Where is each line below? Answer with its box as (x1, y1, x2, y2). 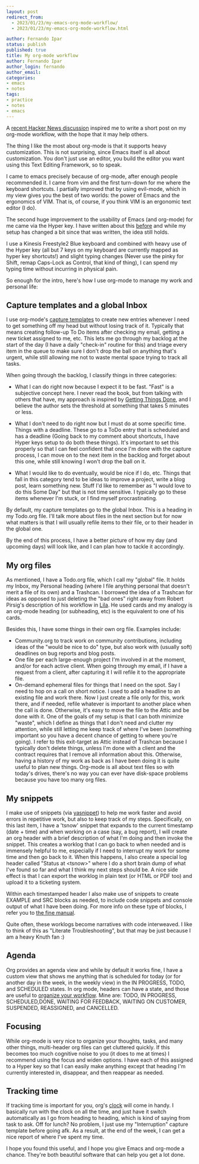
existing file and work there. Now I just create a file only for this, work (14, 694, 185, 701)
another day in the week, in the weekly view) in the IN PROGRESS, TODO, (6, 979, 186, 986)
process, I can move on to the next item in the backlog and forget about (14, 451, 190, 459)
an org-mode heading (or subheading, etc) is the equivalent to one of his (6, 608, 184, 615)
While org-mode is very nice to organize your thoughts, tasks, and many (6, 1037, 183, 1044)
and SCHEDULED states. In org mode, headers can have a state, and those (6, 985, 189, 992)
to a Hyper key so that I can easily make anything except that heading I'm (6, 1062, 186, 1069)
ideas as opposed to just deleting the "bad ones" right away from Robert (6, 595, 184, 603)
